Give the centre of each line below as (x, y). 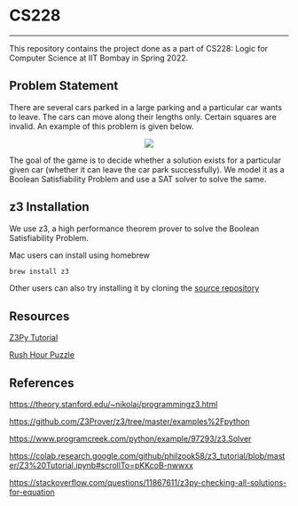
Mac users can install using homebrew (80, 255)
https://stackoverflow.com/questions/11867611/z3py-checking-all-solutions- (148, 483)
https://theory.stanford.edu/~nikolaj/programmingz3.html (114, 405)
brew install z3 (39, 271)
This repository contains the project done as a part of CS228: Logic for (139, 48)
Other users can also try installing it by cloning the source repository (134, 288)
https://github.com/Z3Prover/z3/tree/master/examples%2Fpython (129, 422)
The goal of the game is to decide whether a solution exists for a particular (145, 160)
